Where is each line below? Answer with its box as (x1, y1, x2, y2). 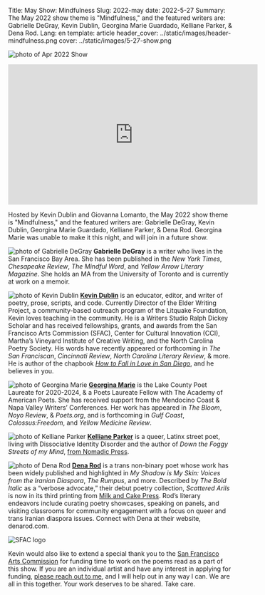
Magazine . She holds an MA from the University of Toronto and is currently (8, 270, 229, 278)
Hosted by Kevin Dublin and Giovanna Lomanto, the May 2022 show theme (8, 210, 229, 219)
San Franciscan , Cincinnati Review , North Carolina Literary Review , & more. (8, 352, 231, 360)
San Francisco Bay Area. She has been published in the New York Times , (8, 254, 222, 263)
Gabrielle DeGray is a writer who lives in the (93, 247, 224, 255)
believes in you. (8, 367, 54, 375)
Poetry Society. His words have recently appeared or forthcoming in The (8, 344, 221, 352)
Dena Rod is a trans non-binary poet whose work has (71, 461, 229, 470)
